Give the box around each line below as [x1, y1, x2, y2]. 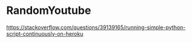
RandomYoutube [6, 4, 91, 18]
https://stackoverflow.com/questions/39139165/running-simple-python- [6, 24, 186, 31]
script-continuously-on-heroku [6, 30, 84, 37]
